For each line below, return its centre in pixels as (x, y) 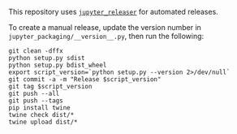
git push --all (34, 93)
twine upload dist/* (43, 122)
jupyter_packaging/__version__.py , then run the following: (106, 36)
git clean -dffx (36, 51)
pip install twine (39, 108)
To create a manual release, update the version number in (105, 27)
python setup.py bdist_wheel (58, 65)
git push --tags (36, 101)
